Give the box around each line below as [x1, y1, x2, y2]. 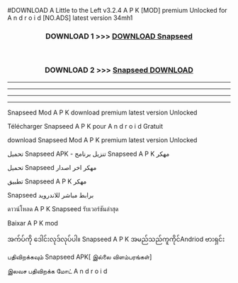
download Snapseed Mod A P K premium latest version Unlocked [7, 135, 198, 144]
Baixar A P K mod [7, 218, 59, 227]
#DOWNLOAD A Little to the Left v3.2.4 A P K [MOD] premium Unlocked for [7, 6, 228, 14]
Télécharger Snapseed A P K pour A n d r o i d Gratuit [7, 122, 164, 130]
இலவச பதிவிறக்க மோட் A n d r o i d [7, 267, 108, 275]
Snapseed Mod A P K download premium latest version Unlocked [7, 108, 198, 117]
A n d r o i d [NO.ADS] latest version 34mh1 [7, 14, 133, 22]
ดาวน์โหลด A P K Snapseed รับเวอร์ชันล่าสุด [7, 204, 119, 213]
